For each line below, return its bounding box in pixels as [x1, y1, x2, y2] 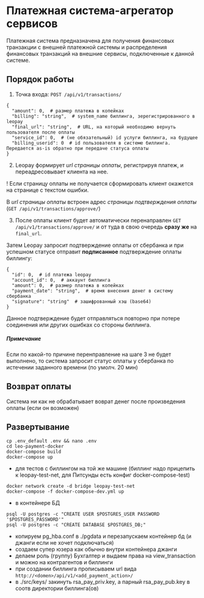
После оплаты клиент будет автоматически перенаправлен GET [15, 216, 181, 224]
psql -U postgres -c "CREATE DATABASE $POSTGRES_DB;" [6, 522, 147, 528]
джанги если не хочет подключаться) [15, 539, 114, 547]
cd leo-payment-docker [6, 444, 64, 450]
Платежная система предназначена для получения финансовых [6, 37, 175, 44]
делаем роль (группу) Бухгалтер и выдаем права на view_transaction [15, 552, 196, 559]
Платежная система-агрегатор [6, 4, 174, 18]
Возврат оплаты [6, 381, 71, 392]
